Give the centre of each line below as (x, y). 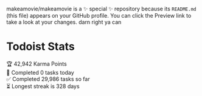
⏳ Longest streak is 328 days (43, 86)
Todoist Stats (40, 46)
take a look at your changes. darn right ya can (64, 22)
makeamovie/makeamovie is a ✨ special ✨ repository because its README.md (101, 9)
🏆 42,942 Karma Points (37, 64)
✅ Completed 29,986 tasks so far (48, 79)
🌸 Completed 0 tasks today (40, 72)
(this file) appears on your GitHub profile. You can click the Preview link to (99, 15)
